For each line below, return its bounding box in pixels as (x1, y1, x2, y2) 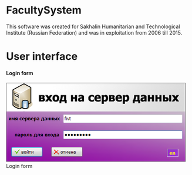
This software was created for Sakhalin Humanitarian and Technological (6, 23, 180, 30)
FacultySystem (6, 4, 82, 17)
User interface (6, 50, 78, 63)
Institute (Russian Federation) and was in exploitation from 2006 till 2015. (6, 29, 183, 36)
